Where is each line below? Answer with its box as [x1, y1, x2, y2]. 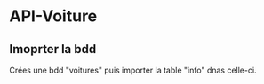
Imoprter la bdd [9, 42, 97, 57]
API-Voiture [9, 6, 98, 27]
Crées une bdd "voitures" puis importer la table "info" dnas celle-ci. [9, 65, 257, 75]
